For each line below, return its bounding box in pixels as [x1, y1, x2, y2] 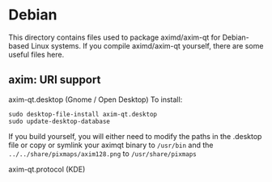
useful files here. [8, 49, 65, 59]
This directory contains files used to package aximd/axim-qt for [8, 32, 221, 42]
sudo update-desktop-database [8, 117, 111, 125]
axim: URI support [8, 73, 101, 87]
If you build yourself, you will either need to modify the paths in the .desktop [8, 131, 262, 141]
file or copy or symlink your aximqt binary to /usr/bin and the [8, 140, 214, 150]
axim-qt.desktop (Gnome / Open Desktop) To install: [8, 95, 183, 104]
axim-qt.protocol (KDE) [8, 164, 86, 174]
